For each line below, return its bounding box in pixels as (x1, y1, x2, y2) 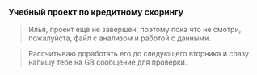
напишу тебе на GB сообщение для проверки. (27, 57, 187, 67)
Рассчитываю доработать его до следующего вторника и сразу (27, 49, 249, 59)
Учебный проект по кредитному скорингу (8, 6, 184, 18)
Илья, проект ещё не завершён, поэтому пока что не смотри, (27, 25, 242, 35)
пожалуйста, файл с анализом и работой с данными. (27, 33, 212, 43)
